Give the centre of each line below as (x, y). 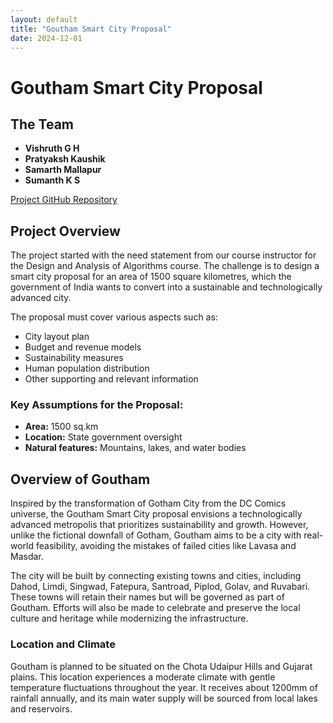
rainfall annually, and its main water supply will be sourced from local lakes (164, 698)
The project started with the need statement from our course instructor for (163, 255)
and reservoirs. (41, 708)
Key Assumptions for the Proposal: (97, 405)
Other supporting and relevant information (111, 379)
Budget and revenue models (83, 347)
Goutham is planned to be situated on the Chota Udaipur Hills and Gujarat (161, 666)
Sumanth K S (52, 180)
